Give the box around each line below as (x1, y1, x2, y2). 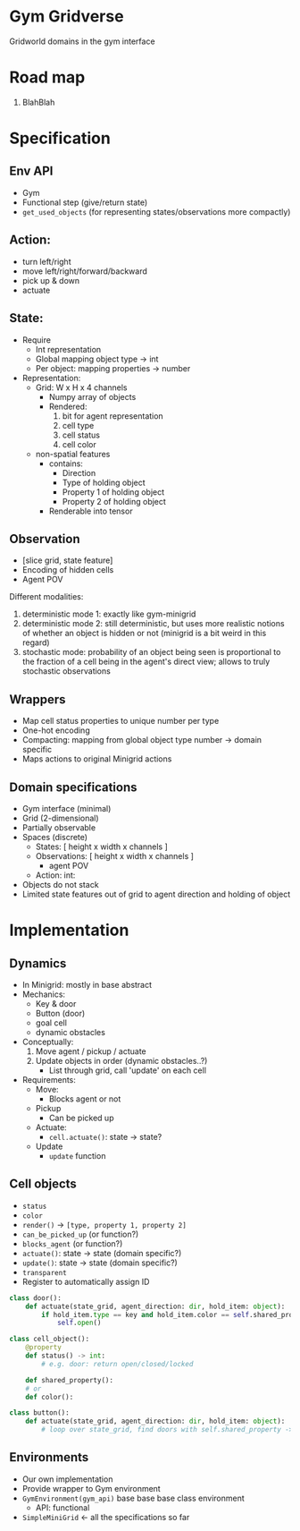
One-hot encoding (21, 725, 91, 736)
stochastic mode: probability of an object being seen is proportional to (21, 647, 281, 658)
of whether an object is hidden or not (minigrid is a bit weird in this (21, 628, 267, 639)
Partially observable (21, 821, 96, 833)
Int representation (35, 344, 102, 354)
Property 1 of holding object (62, 486, 165, 498)
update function (48, 1150, 106, 1161)
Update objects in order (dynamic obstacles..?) (35, 1055, 208, 1066)
